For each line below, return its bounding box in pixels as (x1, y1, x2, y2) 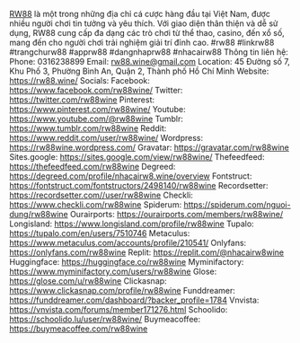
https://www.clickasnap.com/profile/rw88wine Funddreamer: (9, 286, 236, 295)
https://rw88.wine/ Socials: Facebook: (9, 75, 151, 85)
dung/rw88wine (9, 209, 69, 219)
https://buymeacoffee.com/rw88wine (9, 323, 148, 334)
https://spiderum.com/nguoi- (183, 199, 291, 210)
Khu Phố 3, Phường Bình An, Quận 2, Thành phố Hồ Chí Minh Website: (9, 66, 269, 76)
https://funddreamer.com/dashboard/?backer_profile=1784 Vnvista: (9, 295, 260, 305)
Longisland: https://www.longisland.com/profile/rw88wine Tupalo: (9, 218, 254, 229)
